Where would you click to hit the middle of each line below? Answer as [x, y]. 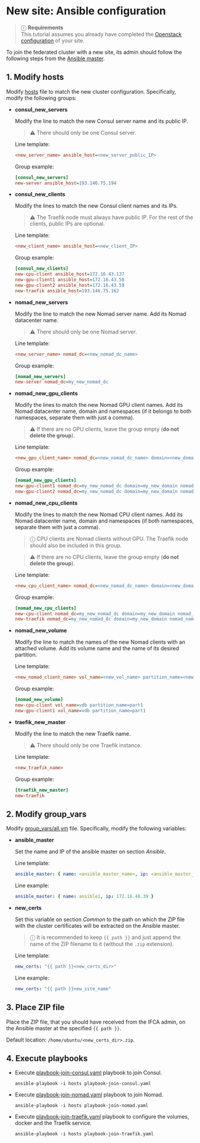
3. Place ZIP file [35, 1007]
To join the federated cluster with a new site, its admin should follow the [94, 52]
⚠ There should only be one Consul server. [83, 132]
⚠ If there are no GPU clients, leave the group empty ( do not [104, 429]
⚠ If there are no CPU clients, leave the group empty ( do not [104, 557]
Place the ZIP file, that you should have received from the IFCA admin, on [96, 1022]
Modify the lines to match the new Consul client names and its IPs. [96, 206]
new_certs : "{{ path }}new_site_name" [63, 988]
